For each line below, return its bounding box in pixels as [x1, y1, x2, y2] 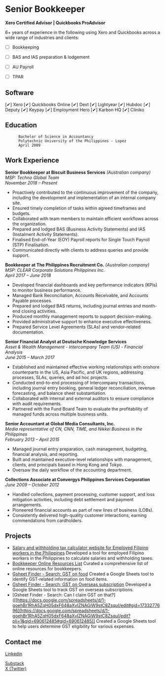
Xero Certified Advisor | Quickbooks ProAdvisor [5, 20, 106, 26]
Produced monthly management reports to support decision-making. [12, 313, 152, 319]
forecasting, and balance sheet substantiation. [12, 390, 107, 396]
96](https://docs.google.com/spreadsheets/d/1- [12, 608, 110, 614]
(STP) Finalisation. [12, 242, 50, 248]
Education [5, 121, 37, 129]
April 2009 [18, 143, 41, 148]
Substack [5, 660, 25, 667]
